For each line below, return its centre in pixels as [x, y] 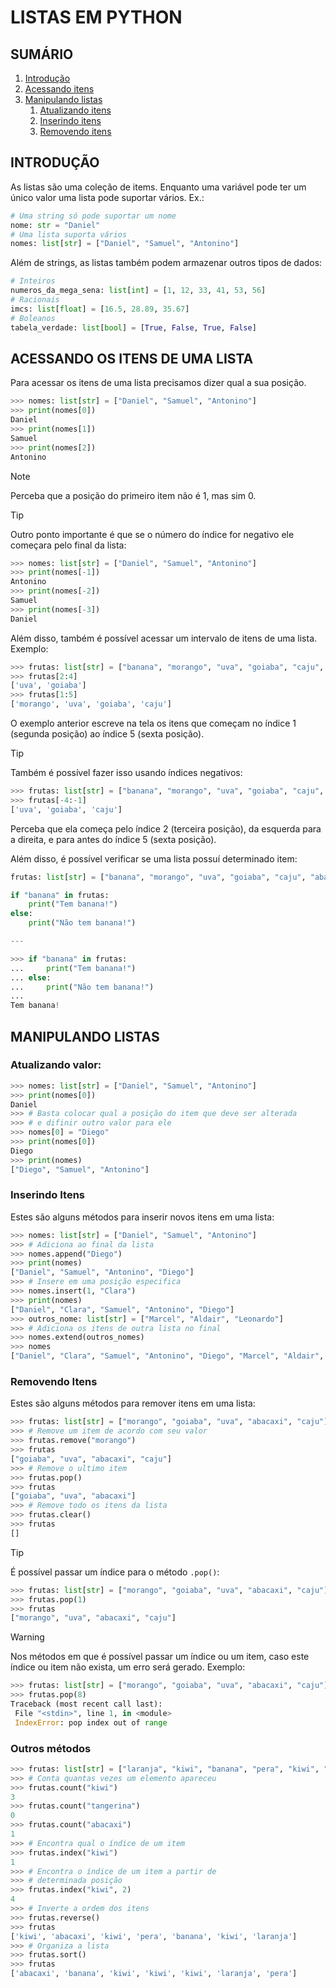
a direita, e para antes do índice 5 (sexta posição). [113, 839]
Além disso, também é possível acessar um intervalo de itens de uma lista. [164, 638]
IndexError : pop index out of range [91, 1722]
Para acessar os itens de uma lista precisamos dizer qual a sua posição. [158, 383]
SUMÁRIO [42, 54]
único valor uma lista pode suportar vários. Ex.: [107, 197]
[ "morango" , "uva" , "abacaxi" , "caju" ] [93, 1618]
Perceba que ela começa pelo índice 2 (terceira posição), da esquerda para [166, 828]
